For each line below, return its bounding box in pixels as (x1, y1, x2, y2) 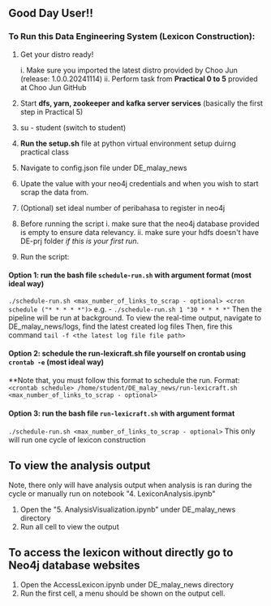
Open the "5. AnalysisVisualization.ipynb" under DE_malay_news (19, 504, 236, 515)
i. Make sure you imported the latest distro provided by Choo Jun (19, 65, 238, 75)
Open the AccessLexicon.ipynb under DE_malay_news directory (19, 579, 234, 589)
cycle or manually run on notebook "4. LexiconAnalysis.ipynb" (8, 489, 216, 499)
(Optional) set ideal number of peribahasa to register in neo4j (19, 203, 226, 212)
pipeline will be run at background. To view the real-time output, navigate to (8, 312, 262, 322)
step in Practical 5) (19, 107, 84, 116)
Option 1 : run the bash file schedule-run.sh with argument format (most (8, 270, 252, 280)
